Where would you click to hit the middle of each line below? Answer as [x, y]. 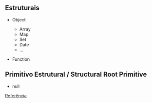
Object [19, 19]
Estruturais [22, 8]
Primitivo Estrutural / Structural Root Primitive [76, 75]
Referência [16, 95]
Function [21, 59]
